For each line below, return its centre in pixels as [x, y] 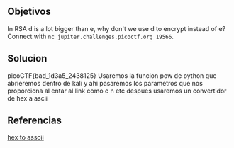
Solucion [27, 58]
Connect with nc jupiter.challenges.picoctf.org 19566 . [90, 36]
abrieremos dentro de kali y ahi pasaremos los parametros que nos [105, 83]
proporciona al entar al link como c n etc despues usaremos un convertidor [117, 91]
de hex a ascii [28, 98]
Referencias [35, 121]
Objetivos [29, 12]
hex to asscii [26, 137]
